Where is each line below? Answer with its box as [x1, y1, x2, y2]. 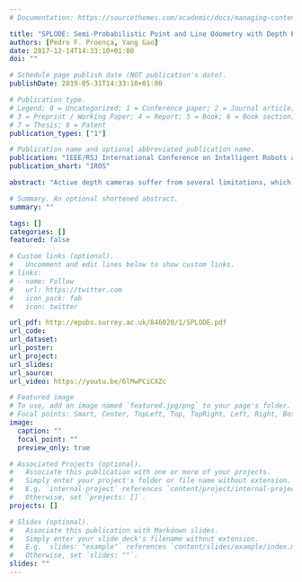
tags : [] [9, 219, 42, 228]
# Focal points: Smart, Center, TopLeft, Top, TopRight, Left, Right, [9, 410, 280, 419]
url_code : [9, 327, 47, 336]
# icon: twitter [9, 302, 78, 311]
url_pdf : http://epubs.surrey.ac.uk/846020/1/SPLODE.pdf [9, 318, 227, 327]
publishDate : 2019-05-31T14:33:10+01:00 [9, 79, 164, 88]
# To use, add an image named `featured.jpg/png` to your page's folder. [9, 401, 292, 410]
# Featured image [9, 393, 75, 402]
